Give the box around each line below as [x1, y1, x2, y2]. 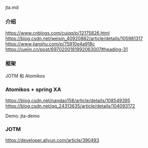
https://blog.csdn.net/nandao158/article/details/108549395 [5, 97, 131, 103]
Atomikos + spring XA [5, 86, 62, 93]
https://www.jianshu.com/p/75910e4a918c [5, 41, 95, 47]
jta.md [5, 5, 19, 10]
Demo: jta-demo [5, 113, 40, 119]
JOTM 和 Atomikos [5, 73, 45, 79]
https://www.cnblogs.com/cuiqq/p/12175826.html [5, 30, 110, 36]
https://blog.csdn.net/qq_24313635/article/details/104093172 [5, 102, 135, 109]
